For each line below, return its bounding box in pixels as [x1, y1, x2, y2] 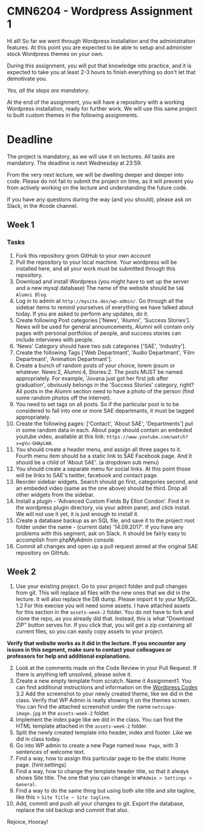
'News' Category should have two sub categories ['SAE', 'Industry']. [15, 342, 186, 350]
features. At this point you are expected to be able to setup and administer [7, 44, 193, 51]
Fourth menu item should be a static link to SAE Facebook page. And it [15, 452, 192, 460]
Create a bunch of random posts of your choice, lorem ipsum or [15, 362, 175, 369]
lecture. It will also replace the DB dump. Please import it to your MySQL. [15, 596, 198, 603]
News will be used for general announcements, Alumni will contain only [15, 323, 195, 330]
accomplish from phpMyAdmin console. [15, 536, 116, 543]
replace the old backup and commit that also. [15, 807, 129, 814]
